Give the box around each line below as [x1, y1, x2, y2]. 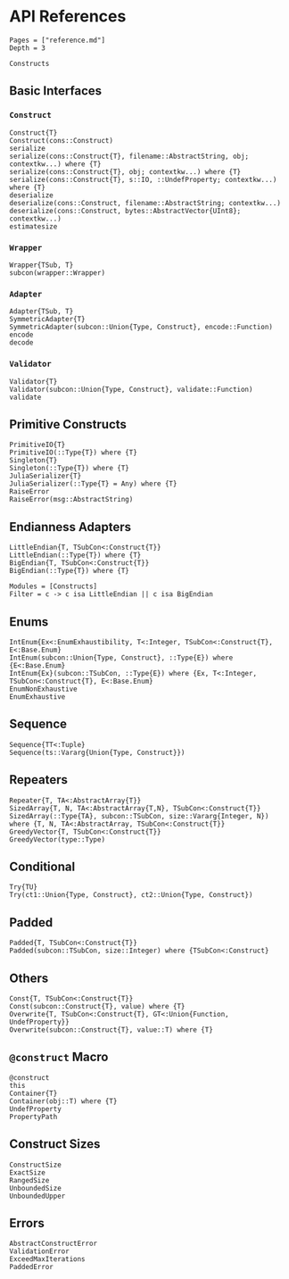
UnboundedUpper [9, 1192, 66, 1200]
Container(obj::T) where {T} [9, 1096, 118, 1106]
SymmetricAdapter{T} [9, 315, 87, 324]
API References [9, 6, 127, 27]
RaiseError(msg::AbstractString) [9, 495, 134, 504]
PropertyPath [9, 1112, 58, 1121]
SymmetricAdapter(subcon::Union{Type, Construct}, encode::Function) [9, 323, 274, 332]
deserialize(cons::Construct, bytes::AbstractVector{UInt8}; [9, 206, 242, 215]
